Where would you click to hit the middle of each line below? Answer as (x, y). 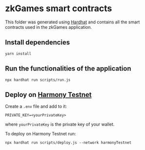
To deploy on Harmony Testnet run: (41, 134)
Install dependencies (37, 43)
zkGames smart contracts (59, 9)
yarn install (18, 54)
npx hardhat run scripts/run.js (38, 80)
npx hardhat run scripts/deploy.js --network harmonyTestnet (68, 143)
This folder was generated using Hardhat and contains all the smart (72, 22)
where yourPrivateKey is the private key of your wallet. (60, 124)
